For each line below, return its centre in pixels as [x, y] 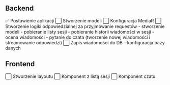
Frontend [20, 64]
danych [13, 48]
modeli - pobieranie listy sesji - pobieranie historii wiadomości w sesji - [80, 32]
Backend [20, 8]
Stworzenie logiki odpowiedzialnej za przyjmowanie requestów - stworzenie [85, 26]
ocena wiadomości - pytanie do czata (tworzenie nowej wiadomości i [78, 37]
